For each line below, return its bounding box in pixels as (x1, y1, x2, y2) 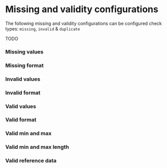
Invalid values (5, 75, 41, 82)
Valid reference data (5, 157, 57, 164)
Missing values (5, 48, 44, 55)
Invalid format (5, 89, 41, 96)
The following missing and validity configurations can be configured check (5, 20, 162, 26)
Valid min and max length (5, 144, 69, 151)
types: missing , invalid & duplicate (5, 25, 80, 31)
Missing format (5, 62, 44, 69)
